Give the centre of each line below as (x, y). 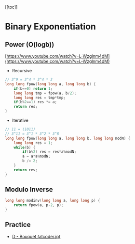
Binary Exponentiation (51, 27)
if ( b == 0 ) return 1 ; (33, 89)
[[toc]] (11, 7)
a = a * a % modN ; (36, 156)
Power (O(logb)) (30, 44)
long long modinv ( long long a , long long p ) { (53, 201)
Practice (18, 225)
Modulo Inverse (29, 189)
